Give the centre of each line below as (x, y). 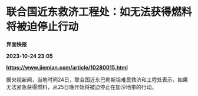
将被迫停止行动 (42, 27)
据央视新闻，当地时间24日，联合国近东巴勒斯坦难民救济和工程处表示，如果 (97, 80)
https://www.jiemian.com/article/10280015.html (67, 67)
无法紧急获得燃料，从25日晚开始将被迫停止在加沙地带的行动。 (82, 87)
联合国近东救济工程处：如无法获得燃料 (99, 12)
